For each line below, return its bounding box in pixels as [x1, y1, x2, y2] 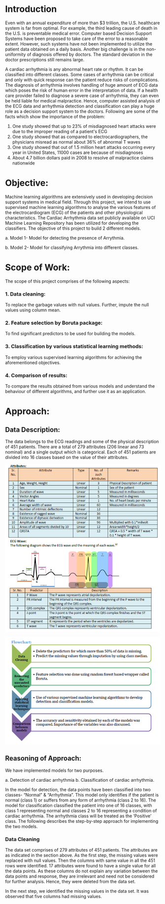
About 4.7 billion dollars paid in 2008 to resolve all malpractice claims [12, 154, 154, 160]
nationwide [12, 160, 35, 166]
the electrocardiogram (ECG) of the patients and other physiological [5, 209, 143, 215]
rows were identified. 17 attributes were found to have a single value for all [5, 863, 156, 869]
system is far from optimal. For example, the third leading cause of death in [5, 25, 158, 31]
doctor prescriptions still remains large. [5, 56, 85, 62]
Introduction [5, 3, 57, 15]
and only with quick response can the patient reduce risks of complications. [5, 77, 159, 83]
